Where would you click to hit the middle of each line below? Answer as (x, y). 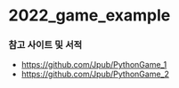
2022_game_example (89, 16)
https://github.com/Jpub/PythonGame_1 (94, 65)
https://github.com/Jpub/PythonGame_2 (95, 74)
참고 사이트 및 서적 (45, 45)
